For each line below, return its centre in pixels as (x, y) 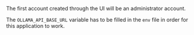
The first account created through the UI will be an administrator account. (96, 8)
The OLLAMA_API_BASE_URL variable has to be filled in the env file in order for (97, 20)
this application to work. (36, 26)
